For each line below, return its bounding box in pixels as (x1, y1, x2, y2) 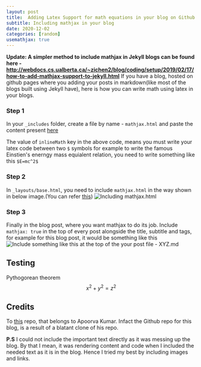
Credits (6, 301, 35, 312)
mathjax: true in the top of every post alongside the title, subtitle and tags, (6, 227, 192, 235)
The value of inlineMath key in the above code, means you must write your (6, 138, 193, 146)
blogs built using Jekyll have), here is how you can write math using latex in (6, 85, 194, 92)
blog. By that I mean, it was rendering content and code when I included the (6, 342, 194, 350)
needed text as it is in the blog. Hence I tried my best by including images (6, 348, 188, 356)
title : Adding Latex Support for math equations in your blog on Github (6, 14, 196, 20)
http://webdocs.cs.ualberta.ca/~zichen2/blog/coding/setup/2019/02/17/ (6, 66, 194, 73)
